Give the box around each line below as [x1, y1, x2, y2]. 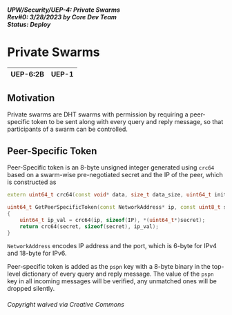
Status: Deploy [7, 20, 51, 28]
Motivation [7, 92, 55, 103]
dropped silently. [7, 285, 55, 293]
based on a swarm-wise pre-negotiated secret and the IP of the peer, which [7, 171, 223, 179]
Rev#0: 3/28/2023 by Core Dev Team [7, 12, 117, 21]
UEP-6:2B [10, 69, 45, 79]
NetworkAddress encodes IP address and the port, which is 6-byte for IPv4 [7, 242, 217, 250]
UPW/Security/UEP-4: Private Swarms [7, 6, 121, 14]
